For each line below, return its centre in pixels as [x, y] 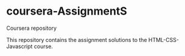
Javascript [19, 46]
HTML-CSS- [164, 40]
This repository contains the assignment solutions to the [77, 40]
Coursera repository [31, 28]
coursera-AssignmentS [67, 11]
